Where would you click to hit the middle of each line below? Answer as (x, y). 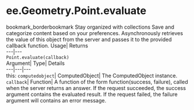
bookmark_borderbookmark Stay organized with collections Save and (90, 27)
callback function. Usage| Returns (47, 46)
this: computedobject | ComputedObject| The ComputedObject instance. (92, 75)
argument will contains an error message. (56, 100)
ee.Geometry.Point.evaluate (76, 11)
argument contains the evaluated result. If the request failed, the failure (92, 94)
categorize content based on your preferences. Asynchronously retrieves (95, 33)
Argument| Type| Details (35, 63)
